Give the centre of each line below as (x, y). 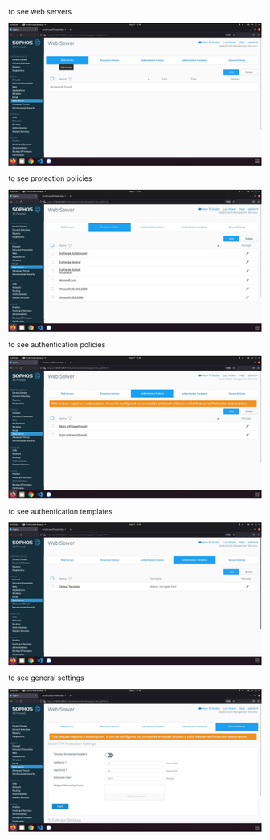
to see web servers (40, 12)
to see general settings (46, 678)
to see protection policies (50, 178)
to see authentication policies (57, 344)
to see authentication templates (61, 511)
